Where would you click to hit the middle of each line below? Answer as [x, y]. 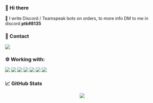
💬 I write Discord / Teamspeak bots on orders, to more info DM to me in [77, 19]
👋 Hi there [17, 8]
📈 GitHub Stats [24, 83]
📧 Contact [17, 36]
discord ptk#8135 [23, 23]
